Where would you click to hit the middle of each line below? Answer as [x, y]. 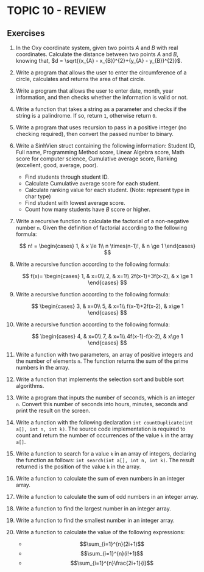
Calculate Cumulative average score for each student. [92, 183]
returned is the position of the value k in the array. [78, 467]
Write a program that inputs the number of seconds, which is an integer [105, 398]
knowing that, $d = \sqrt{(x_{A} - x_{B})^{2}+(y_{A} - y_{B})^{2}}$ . [99, 61]
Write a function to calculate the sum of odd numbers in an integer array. [107, 497]
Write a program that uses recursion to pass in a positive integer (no [101, 127]
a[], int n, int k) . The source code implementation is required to [100, 429]
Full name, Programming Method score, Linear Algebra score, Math [100, 152]
